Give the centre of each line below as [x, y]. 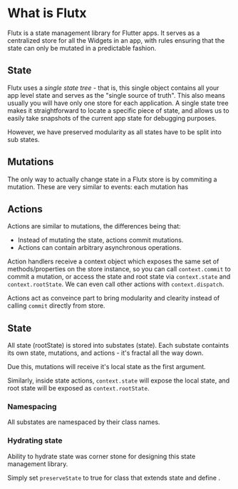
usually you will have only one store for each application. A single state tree [118, 103]
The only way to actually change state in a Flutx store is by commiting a [112, 179]
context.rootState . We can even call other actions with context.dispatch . [116, 284]
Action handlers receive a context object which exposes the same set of [113, 261]
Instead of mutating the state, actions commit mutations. [100, 240]
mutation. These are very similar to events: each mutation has [98, 186]
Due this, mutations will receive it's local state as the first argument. [107, 367]
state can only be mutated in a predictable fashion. [82, 48]
